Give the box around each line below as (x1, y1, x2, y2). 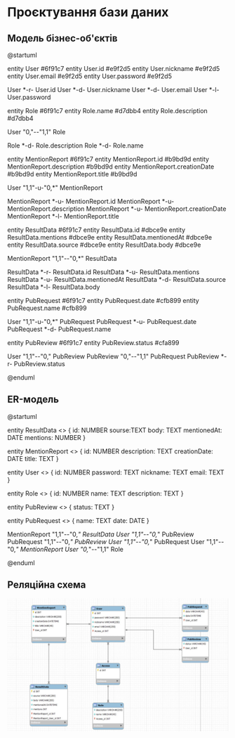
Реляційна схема (7, 579, 86, 591)
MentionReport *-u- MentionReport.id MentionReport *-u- (7, 198, 175, 205)
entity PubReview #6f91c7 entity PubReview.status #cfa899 (7, 339, 180, 347)
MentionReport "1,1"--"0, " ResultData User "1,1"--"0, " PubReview (7, 530, 194, 538)
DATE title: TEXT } (7, 454, 59, 462)
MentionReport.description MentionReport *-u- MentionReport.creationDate (7, 205, 227, 213)
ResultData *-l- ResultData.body (7, 283, 100, 291)
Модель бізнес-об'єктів (7, 32, 118, 44)
